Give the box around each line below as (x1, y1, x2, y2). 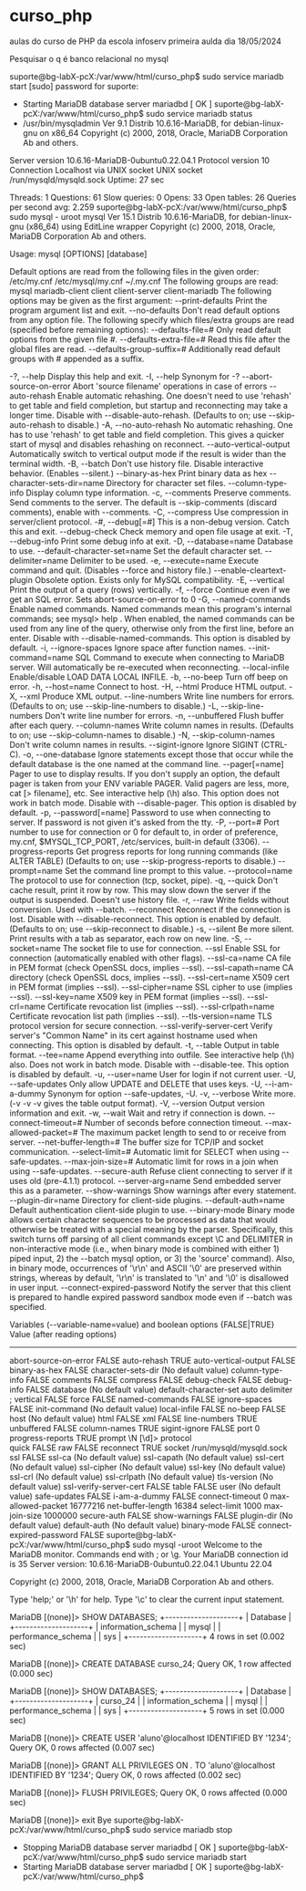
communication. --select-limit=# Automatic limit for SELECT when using (9, 1146, 280, 1157)
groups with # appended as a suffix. (9, 353, 145, 364)
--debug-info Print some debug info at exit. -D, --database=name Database (9, 535, 293, 546)
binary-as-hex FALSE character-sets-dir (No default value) (9, 1365, 229, 1376)
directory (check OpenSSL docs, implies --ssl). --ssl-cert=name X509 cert (9, 971, 290, 982)
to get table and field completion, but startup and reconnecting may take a (9, 400, 289, 410)
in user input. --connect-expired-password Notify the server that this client (9, 1282, 291, 1293)
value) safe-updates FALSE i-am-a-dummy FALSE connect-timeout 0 (9, 1491, 269, 1501)
